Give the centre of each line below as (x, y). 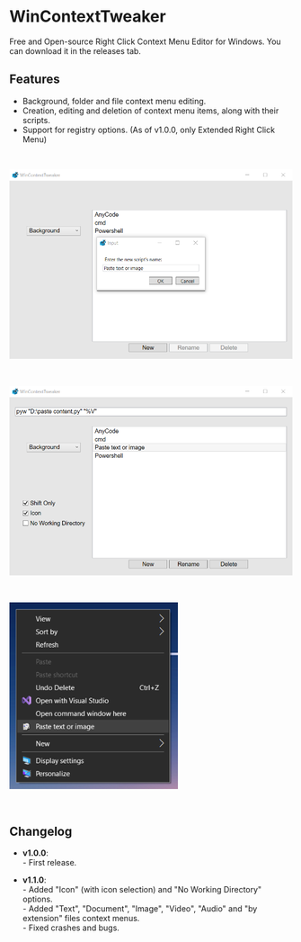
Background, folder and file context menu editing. (114, 101)
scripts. (36, 120)
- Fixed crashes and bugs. (71, 928)
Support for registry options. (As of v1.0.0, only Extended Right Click (149, 130)
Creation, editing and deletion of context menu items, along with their (150, 111)
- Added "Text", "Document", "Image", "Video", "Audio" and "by (140, 909)
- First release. (49, 863)
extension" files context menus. (81, 919)
